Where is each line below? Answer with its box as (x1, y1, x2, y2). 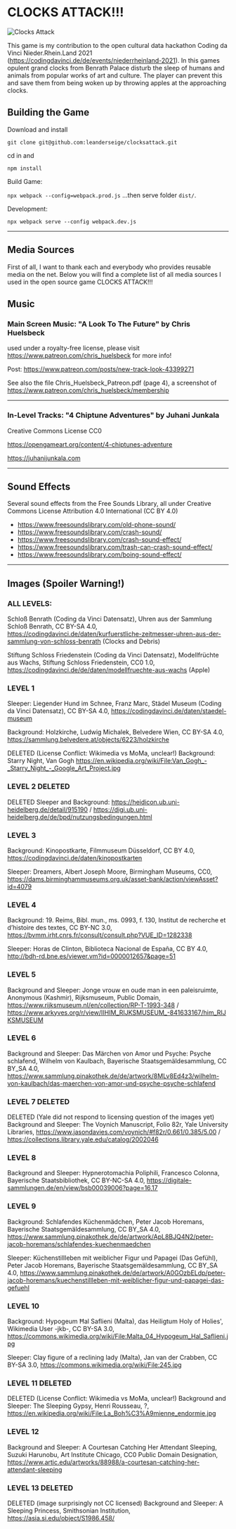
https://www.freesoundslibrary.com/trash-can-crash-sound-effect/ (17, 543, 213, 552)
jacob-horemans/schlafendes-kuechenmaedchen (7, 1239, 151, 1248)
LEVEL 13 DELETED (7, 1482, 74, 1492)
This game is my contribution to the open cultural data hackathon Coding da (7, 41, 228, 49)
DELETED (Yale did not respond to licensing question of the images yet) (7, 1113, 215, 1121)
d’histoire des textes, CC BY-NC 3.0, (7, 924, 112, 932)
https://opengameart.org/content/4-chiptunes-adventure (7, 440, 173, 448)
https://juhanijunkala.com (7, 454, 81, 462)
